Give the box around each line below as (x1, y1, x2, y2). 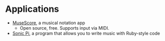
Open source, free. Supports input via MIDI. (19, 25, 110, 31)
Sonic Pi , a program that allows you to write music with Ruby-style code (12, 30, 161, 36)
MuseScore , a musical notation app (12, 20, 86, 26)
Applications (5, 3, 59, 15)
